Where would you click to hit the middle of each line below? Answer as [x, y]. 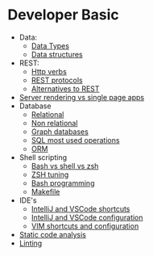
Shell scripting [43, 157]
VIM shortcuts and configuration [85, 226]
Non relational [54, 123]
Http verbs [49, 71]
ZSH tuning [50, 174]
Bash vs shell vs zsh [65, 166]
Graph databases [60, 132]
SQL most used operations [75, 140]
